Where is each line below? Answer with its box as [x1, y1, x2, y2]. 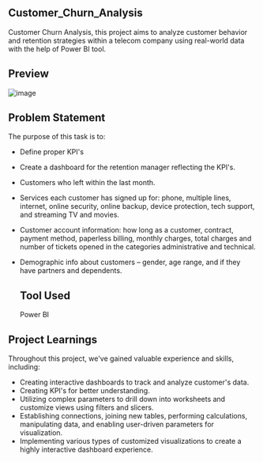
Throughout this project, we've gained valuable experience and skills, [8, 354, 235, 363]
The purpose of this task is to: [8, 132, 106, 142]
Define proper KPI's [19, 147, 85, 157]
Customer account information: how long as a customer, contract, [19, 225, 235, 235]
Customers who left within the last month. [19, 178, 156, 187]
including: [8, 362, 41, 372]
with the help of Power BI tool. [8, 44, 107, 54]
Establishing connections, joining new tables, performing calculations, [19, 411, 247, 421]
